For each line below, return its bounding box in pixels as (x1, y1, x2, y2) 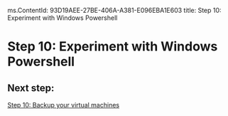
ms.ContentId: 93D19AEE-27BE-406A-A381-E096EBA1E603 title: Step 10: (7, 6, 222, 14)
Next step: (7, 82, 55, 94)
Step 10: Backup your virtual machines (7, 101, 119, 109)
